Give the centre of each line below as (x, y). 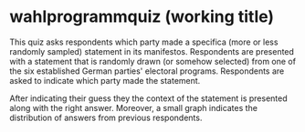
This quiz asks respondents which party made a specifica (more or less (144, 42)
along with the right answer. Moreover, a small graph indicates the (134, 107)
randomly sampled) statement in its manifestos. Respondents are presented (152, 51)
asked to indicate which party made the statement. (105, 80)
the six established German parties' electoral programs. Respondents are (147, 71)
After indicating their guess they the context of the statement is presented (148, 98)
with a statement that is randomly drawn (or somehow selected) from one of (153, 61)
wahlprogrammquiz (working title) (142, 17)
